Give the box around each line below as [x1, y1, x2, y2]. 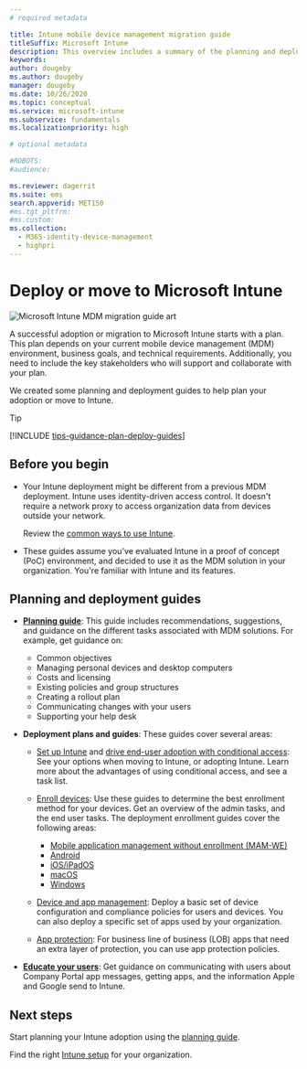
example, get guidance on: [22, 635, 123, 646]
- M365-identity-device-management [17, 232, 153, 242]
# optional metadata [9, 140, 89, 149]
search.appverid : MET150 [9, 198, 104, 208]
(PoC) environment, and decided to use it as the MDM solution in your [22, 555, 286, 566]
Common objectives [36, 653, 112, 664]
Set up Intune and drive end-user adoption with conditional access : [36, 746, 291, 757]
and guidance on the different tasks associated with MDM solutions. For [22, 625, 294, 636]
